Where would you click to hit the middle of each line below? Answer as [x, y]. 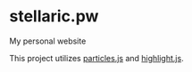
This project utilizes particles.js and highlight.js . [97, 58]
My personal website [48, 41]
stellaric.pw [54, 16]
